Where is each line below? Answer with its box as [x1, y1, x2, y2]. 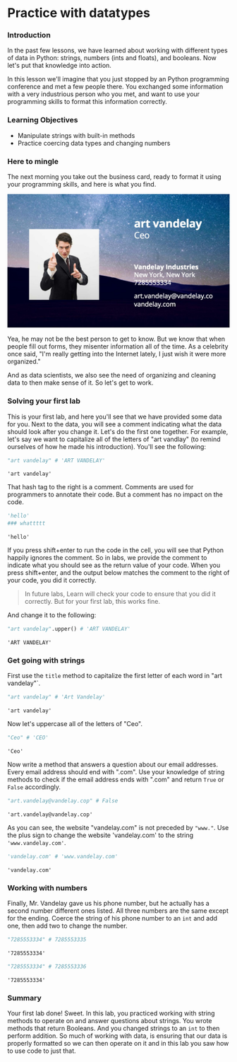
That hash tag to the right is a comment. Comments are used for [7, 483, 194, 491]
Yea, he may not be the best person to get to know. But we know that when [7, 334, 226, 344]
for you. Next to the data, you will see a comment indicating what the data [7, 419, 222, 428]
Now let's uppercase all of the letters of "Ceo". [7, 720, 143, 728]
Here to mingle [7, 156, 59, 166]
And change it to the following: [7, 611, 97, 619]
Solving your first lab [7, 396, 81, 406]
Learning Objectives [7, 115, 79, 125]
